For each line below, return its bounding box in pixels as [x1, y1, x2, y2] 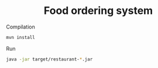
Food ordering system [43, 4, 153, 17]
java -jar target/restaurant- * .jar [6, 56, 93, 62]
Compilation [6, 23, 35, 30]
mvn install [6, 34, 35, 40]
